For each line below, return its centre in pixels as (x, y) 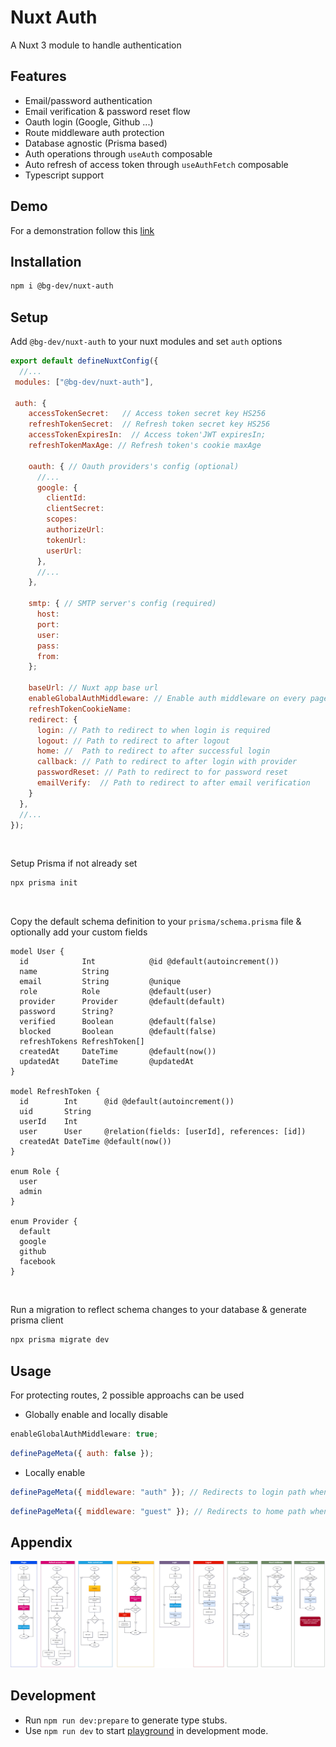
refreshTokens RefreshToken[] (82, 1042)
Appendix (41, 1542)
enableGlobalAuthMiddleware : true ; (84, 1434)
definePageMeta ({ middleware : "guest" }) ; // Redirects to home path (158, 1511)
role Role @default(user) (116, 992)
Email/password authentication (88, 100)
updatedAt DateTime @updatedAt (107, 1062)
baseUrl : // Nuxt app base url (93, 688)
